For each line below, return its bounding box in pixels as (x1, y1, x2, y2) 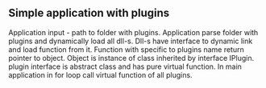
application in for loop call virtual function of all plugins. (8, 70, 193, 79)
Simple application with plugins (8, 6, 170, 20)
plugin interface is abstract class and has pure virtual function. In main (8, 62, 242, 71)
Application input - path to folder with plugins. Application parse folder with (8, 27, 259, 37)
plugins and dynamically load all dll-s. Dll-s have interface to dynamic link (8, 36, 253, 46)
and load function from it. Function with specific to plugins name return (8, 44, 244, 54)
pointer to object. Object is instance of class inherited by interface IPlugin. (8, 53, 255, 62)
